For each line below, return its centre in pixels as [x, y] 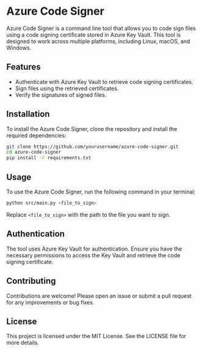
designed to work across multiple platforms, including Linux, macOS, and [98, 41]
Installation [28, 114]
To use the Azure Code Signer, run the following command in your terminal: [101, 192]
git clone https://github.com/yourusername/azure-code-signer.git [92, 146]
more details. [23, 343]
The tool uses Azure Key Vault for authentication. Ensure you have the [94, 249]
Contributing [31, 281]
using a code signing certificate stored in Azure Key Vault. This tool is [94, 34]
